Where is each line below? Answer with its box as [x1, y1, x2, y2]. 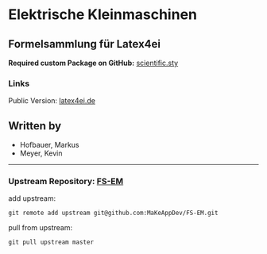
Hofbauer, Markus [19, 140, 79, 150]
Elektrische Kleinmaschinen [8, 6, 197, 24]
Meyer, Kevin [19, 148, 63, 158]
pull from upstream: [8, 223, 73, 233]
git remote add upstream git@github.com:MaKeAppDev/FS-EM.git [8, 209, 219, 217]
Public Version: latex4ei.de [8, 96, 95, 106]
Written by [8, 119, 62, 133]
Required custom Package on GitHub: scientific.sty [8, 58, 179, 67]
